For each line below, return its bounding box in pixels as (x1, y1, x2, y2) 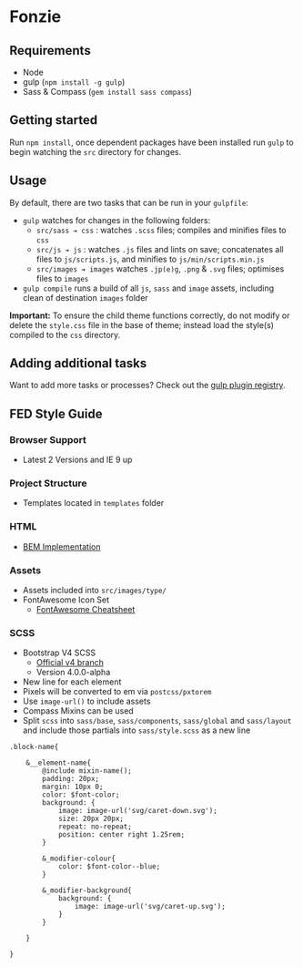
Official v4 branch (35, 657, 105, 668)
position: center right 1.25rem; (57, 830, 185, 839)
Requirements (9, 43, 91, 58)
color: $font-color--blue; (57, 862, 161, 871)
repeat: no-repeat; (57, 822, 132, 831)
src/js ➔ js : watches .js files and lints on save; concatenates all (35, 243, 284, 254)
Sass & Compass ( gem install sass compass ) (22, 87, 193, 97)
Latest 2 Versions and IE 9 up (22, 454, 133, 466)
